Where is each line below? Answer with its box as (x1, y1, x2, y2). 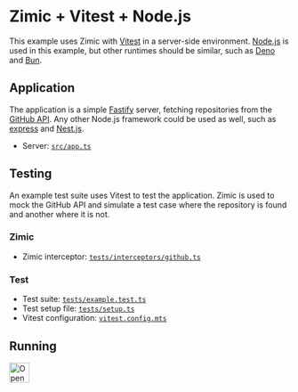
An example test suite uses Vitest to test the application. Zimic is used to (9, 190, 275, 200)
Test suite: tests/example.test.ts (21, 294, 147, 305)
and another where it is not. (9, 208, 110, 219)
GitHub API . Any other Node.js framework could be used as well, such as (9, 113, 277, 124)
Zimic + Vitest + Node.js (9, 6, 191, 27)
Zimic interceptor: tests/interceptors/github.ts (21, 251, 202, 262)
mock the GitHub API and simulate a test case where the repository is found (9, 199, 287, 210)
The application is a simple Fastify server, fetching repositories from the (9, 104, 273, 115)
